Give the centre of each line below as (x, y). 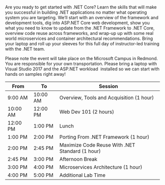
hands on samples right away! (35, 74)
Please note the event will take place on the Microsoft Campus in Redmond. (82, 58)
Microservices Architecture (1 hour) (101, 167)
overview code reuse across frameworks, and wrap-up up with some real (79, 33)
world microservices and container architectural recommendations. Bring (79, 38)
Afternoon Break (78, 159)
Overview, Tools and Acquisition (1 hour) (107, 98)
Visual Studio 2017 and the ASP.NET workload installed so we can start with (82, 69)
